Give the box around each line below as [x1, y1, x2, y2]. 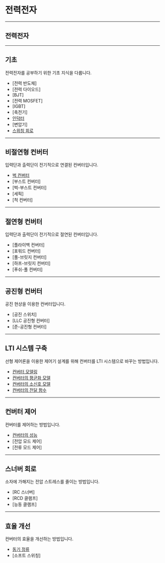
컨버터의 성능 [12, 432, 38, 438]
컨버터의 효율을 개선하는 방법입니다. [5, 536, 74, 542]
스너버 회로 [5, 465, 37, 473]
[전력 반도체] [12, 80, 37, 86]
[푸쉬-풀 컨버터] [12, 266, 43, 272]
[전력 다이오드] [12, 86, 41, 92]
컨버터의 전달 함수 [12, 387, 47, 393]
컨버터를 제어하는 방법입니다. [5, 422, 60, 428]
